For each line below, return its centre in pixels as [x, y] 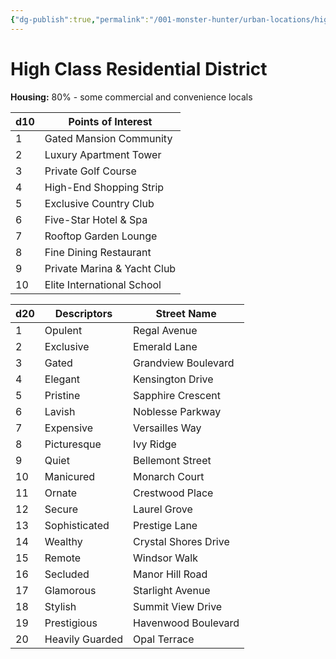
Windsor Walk [165, 558]
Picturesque [73, 444]
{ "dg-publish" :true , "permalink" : [80, 19]
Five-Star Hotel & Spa [96, 219]
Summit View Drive [178, 606]
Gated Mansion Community [108, 138]
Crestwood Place [173, 493]
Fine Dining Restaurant [98, 252]
